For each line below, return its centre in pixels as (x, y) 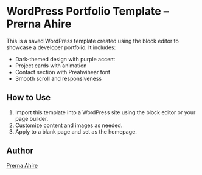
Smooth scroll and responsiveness (58, 78)
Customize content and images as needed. (69, 125)
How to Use (29, 98)
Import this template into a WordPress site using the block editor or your (105, 112)
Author (20, 151)
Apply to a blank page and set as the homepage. (76, 131)
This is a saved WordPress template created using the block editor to (93, 41)
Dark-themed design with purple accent (65, 59)
